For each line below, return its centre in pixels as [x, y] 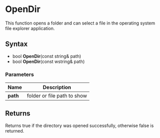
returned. [15, 130]
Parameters [19, 74]
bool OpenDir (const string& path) [47, 56]
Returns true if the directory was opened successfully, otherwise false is [80, 125]
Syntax [16, 44]
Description [57, 87]
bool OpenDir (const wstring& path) [48, 61]
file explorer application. [30, 28]
